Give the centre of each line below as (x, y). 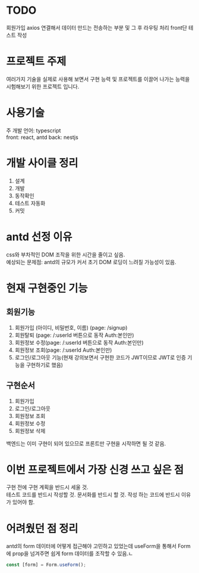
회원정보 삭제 (30, 430)
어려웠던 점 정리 (42, 529)
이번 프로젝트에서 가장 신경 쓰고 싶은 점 (95, 470)
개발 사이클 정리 (42, 163)
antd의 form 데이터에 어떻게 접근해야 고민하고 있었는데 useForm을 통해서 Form (99, 546)
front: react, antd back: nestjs (42, 137)
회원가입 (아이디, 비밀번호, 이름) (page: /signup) (71, 327)
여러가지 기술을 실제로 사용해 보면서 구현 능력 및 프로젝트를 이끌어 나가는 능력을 (98, 79)
